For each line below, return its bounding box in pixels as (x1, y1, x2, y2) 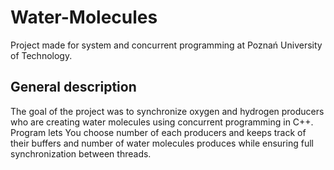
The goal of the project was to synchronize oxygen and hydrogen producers (10, 105, 325, 117)
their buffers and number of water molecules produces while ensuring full (10, 137, 314, 149)
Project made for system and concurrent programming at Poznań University (10, 39, 323, 51)
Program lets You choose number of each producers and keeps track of (10, 126, 307, 138)
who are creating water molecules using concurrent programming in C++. (10, 116, 314, 128)
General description (10, 79, 137, 96)
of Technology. (10, 49, 73, 61)
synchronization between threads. (10, 147, 152, 160)
